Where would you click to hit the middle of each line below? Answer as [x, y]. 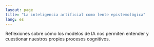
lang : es [15, 19]
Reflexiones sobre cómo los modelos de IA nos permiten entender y [77, 34]
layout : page [19, 10]
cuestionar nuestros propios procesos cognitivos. [58, 39]
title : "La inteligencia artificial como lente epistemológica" [75, 15]
